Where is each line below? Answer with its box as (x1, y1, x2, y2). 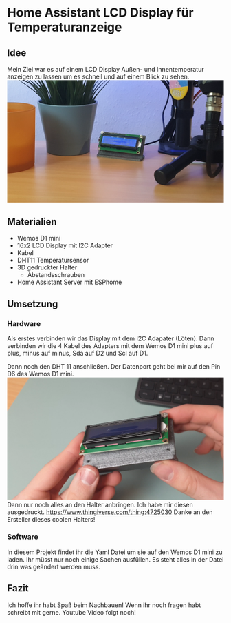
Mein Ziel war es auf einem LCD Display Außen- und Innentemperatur (7, 65, 204, 73)
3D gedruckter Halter (16, 263, 78, 272)
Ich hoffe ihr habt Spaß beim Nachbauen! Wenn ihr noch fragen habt (7, 601, 201, 609)
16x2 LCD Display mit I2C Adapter (16, 241, 113, 249)
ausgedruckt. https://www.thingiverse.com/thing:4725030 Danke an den (7, 508, 213, 516)
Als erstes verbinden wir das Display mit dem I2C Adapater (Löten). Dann (7, 334, 214, 343)
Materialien (7, 216, 57, 227)
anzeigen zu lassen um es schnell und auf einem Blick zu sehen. (7, 72, 190, 81)
